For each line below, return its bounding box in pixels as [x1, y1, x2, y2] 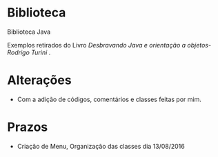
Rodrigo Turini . [7, 48, 51, 56]
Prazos [7, 119, 48, 135]
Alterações [7, 72, 72, 88]
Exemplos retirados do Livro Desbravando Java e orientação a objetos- [7, 41, 212, 49]
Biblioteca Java [7, 28, 51, 36]
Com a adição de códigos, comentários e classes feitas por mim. [17, 95, 201, 103]
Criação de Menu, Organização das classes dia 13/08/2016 [17, 142, 185, 150]
